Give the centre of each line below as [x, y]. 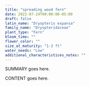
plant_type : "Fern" [25, 32]
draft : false [18, 19]
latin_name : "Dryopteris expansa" [40, 23]
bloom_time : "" [20, 37]
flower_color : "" [23, 42]
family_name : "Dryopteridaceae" [38, 28]
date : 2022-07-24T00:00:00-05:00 [39, 14]
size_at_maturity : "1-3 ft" [34, 46]
